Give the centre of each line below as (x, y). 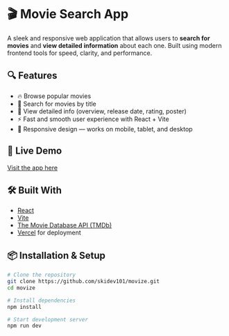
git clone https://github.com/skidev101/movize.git (83, 282)
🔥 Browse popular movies (54, 96)
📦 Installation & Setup (57, 255)
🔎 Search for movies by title (57, 104)
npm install (24, 307)
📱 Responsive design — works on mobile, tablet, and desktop (105, 129)
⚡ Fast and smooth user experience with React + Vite (93, 119)
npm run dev (24, 326)
